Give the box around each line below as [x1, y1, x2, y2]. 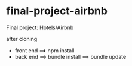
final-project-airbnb [6, 4, 108, 18]
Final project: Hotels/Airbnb [6, 24, 74, 31]
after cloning [6, 35, 38, 42]
